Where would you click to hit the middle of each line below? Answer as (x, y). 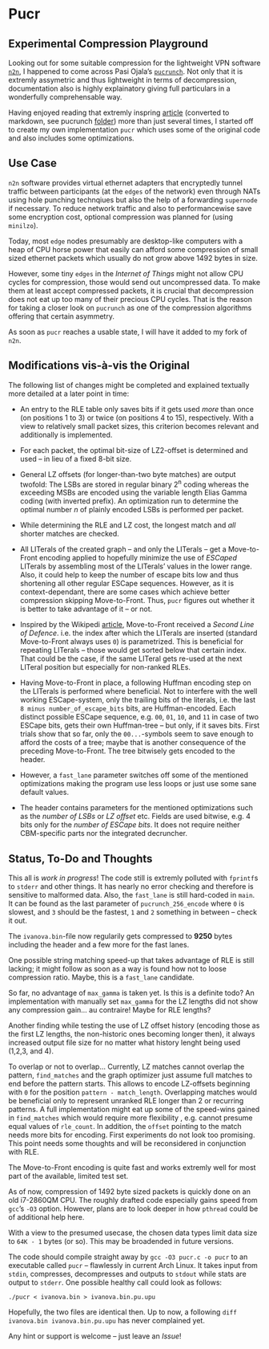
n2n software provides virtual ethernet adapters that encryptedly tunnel (125, 182)
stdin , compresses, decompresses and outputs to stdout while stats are (127, 1274)
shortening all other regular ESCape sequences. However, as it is (127, 584)
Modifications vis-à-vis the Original (99, 366)
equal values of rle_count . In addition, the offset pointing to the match (125, 1127)
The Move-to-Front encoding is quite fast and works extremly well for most (132, 1168)
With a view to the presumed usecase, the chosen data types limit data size (133, 1233)
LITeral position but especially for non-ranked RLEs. (105, 667)
